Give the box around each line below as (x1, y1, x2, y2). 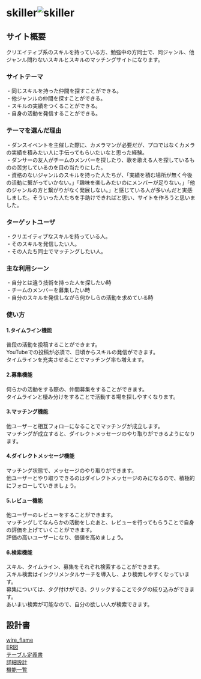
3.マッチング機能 (6, 408, 49, 415)
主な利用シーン (6, 264, 49, 272)
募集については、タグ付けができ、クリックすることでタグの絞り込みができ (6, 586, 190, 593)
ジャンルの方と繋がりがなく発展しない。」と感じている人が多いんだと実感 (11, 186, 193, 194)
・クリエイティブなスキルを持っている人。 (6, 232, 111, 240)
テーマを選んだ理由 (6, 126, 62, 135)
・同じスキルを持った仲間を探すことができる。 (6, 87, 122, 94)
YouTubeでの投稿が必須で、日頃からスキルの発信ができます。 (6, 349, 159, 356)
